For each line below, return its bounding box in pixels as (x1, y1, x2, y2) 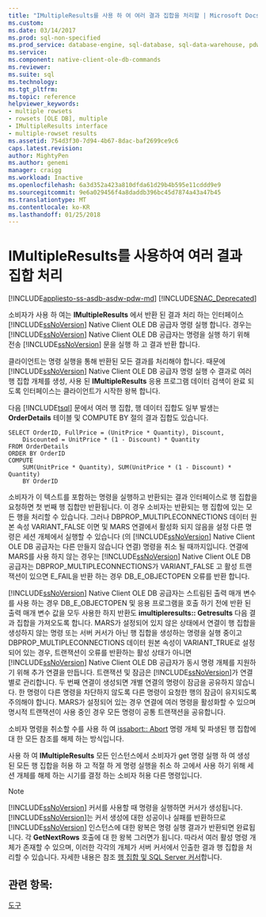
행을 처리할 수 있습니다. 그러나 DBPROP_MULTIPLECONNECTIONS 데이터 (16, 512, 249, 522)
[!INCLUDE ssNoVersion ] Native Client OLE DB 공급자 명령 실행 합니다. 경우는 (8, 320, 252, 330)
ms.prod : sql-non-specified (8, 33, 101, 42)
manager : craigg (8, 166, 62, 174)
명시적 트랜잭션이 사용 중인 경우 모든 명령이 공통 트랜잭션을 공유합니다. (8, 707, 226, 717)
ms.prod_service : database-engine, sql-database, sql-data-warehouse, (8, 41, 246, 49)
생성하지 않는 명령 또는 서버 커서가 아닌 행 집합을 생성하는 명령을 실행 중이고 (8, 628, 243, 638)
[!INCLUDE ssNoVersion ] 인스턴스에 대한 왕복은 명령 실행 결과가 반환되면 (8, 823, 235, 832)
